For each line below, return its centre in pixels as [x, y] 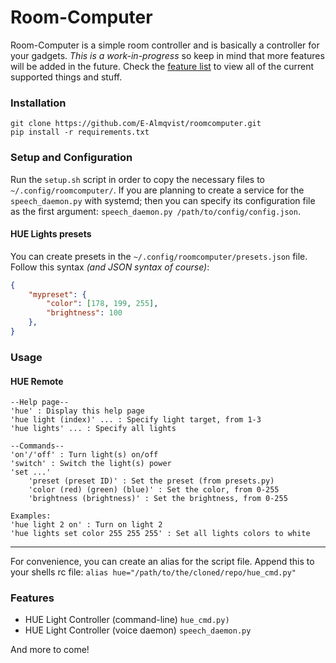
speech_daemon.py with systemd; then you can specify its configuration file [163, 200]
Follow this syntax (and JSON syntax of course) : [110, 267]
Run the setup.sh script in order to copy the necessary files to [137, 179]
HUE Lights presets [51, 234]
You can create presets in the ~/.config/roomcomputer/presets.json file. [159, 256]
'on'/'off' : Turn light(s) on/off [84, 455]
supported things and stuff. [66, 77]
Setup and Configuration [71, 158]
